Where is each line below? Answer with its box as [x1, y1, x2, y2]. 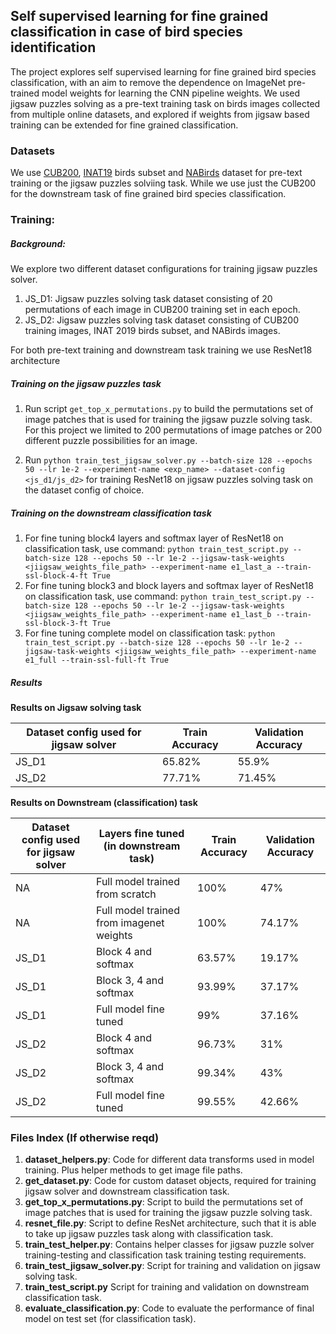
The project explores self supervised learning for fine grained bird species [10, 65, 317, 78]
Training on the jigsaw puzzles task [10, 377, 162, 389]
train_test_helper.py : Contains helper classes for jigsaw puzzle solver [24, 1239, 315, 1251]
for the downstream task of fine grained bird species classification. [10, 188, 287, 200]
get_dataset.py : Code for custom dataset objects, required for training [24, 1175, 317, 1187]
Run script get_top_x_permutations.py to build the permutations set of [24, 402, 314, 414]
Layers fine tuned [98, 826, 185, 840]
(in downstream [103, 839, 181, 853]
